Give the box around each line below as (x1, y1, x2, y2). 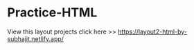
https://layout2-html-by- (117, 27, 187, 36)
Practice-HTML (7, 5, 98, 21)
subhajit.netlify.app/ (7, 34, 64, 42)
